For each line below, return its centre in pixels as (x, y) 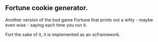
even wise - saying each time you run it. (46, 25)
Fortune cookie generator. (47, 8)
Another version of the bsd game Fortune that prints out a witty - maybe (79, 20)
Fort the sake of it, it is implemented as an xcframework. (63, 34)
